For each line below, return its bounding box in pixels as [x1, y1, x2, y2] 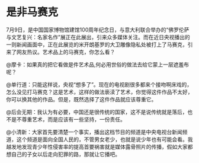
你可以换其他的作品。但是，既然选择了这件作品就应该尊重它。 [6, 95, 157, 103]
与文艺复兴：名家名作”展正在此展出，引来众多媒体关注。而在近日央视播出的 [6, 33, 191, 40]
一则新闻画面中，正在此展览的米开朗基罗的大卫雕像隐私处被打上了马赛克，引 [6, 41, 193, 48]
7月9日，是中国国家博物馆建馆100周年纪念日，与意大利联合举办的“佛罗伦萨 [6, 26, 190, 33]
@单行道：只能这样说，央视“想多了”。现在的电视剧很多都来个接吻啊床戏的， [6, 81, 192, 88]
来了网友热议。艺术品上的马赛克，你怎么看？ [6, 48, 115, 55]
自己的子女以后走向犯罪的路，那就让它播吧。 [11, 151, 120, 158]
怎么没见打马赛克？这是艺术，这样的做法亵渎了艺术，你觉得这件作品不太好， [6, 88, 193, 95]
